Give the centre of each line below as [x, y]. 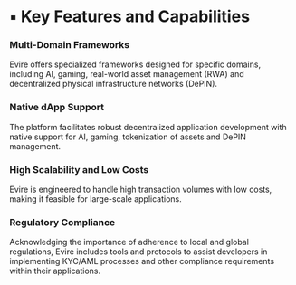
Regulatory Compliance [62, 222]
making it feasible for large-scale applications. [96, 199]
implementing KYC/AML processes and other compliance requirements [142, 261]
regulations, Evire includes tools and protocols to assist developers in [138, 252]
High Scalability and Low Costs [79, 169]
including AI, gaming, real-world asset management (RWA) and [127, 74]
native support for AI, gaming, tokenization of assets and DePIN [128, 137]
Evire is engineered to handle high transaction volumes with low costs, [141, 190]
